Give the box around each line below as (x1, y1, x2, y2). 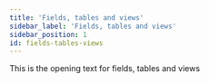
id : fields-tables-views (9, 38, 104, 48)
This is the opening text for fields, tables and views (9, 63, 201, 74)
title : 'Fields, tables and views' (9, 13, 144, 23)
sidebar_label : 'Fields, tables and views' (9, 22, 177, 31)
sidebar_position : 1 (9, 30, 88, 39)
